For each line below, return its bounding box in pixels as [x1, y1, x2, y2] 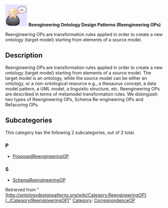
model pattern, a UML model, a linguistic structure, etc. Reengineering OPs [5, 85, 160, 91]
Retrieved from [5, 187, 36, 193]
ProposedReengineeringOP [12, 153, 69, 159]
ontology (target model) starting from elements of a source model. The [5, 69, 151, 75]
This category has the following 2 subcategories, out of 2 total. [5, 129, 135, 135]
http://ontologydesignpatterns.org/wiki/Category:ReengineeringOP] [7, 192, 146, 198]
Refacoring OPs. [5, 101, 39, 107]
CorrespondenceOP [94, 197, 135, 203]
